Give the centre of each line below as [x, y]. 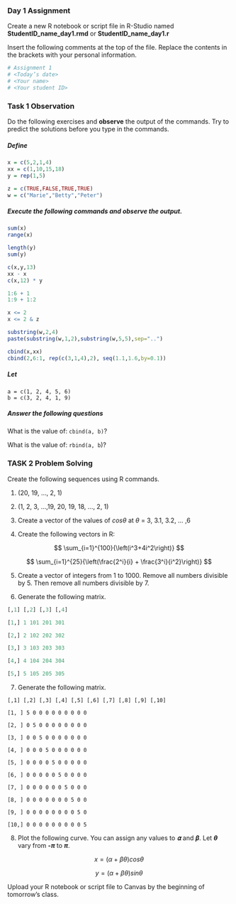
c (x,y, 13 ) [22, 267]
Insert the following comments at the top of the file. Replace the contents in [117, 48]
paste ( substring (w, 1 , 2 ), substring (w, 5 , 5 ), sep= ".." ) [85, 339]
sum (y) [17, 254]
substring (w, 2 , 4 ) [33, 333]
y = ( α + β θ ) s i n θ [119, 873]
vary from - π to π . [44, 846]
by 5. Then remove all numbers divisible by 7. [83, 583]
